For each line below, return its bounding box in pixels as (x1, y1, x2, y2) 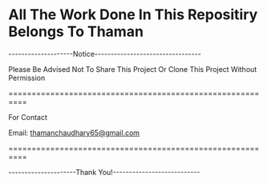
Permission (8, 73, 46, 82)
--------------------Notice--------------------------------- (8, 49, 202, 58)
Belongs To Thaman (8, 22, 144, 41)
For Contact (8, 112, 48, 121)
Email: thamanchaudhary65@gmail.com (8, 128, 140, 137)
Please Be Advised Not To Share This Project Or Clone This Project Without (8, 64, 257, 74)
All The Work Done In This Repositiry (8, 6, 258, 24)
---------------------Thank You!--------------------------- (8, 167, 200, 177)
